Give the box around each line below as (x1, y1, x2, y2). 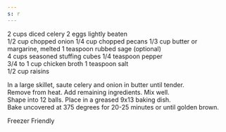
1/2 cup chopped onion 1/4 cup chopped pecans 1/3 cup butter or (7, 37, 198, 46)
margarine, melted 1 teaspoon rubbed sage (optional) (7, 44, 162, 53)
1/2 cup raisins (7, 67, 49, 75)
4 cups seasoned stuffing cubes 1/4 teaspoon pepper (7, 52, 163, 60)
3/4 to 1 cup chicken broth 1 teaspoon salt (7, 59, 129, 67)
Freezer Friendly (7, 117, 55, 125)
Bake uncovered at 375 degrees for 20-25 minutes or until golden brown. (7, 103, 220, 111)
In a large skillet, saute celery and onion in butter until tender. (7, 80, 184, 88)
